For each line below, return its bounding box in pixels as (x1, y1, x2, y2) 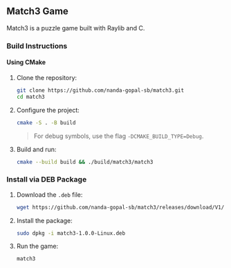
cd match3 (16, 93, 46, 100)
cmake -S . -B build (16, 119, 76, 126)
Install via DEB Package (6, 175, 87, 184)
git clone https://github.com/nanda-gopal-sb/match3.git (16, 86, 185, 94)
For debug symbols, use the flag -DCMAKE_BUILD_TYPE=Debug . (33, 131, 204, 140)
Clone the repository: (16, 73, 77, 82)
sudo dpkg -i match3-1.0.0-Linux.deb (16, 229, 126, 237)
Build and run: (16, 145, 57, 153)
